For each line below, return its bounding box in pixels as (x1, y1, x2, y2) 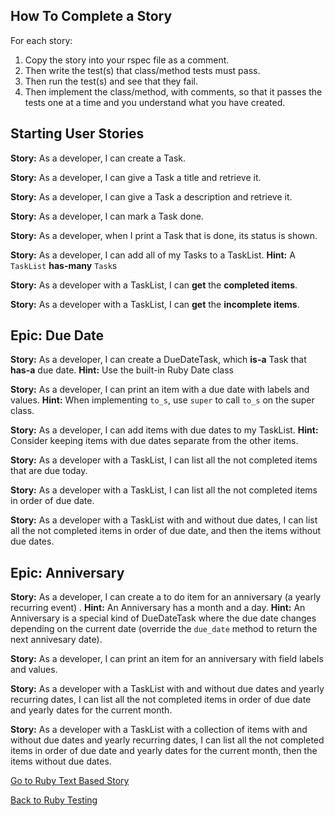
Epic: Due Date (10, 327, 105, 344)
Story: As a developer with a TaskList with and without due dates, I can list (10, 514, 318, 526)
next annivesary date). (10, 634, 103, 646)
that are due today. (10, 465, 88, 477)
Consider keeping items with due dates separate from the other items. (10, 435, 299, 447)
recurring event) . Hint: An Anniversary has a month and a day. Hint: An (10, 602, 306, 614)
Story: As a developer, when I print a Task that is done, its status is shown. (10, 229, 318, 241)
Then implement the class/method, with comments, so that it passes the (24, 85, 323, 98)
